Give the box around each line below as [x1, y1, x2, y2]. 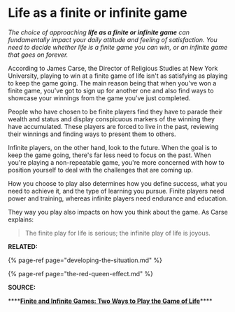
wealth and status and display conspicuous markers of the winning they [8, 114, 215, 123]
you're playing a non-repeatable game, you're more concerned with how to [8, 158, 225, 166]
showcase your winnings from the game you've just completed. [8, 93, 191, 102]
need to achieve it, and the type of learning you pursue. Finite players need [8, 186, 225, 195]
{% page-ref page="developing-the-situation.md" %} [8, 256, 163, 264]
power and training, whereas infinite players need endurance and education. [8, 194, 228, 203]
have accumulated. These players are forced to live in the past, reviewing [8, 122, 219, 130]
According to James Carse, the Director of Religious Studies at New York [8, 64, 218, 72]
